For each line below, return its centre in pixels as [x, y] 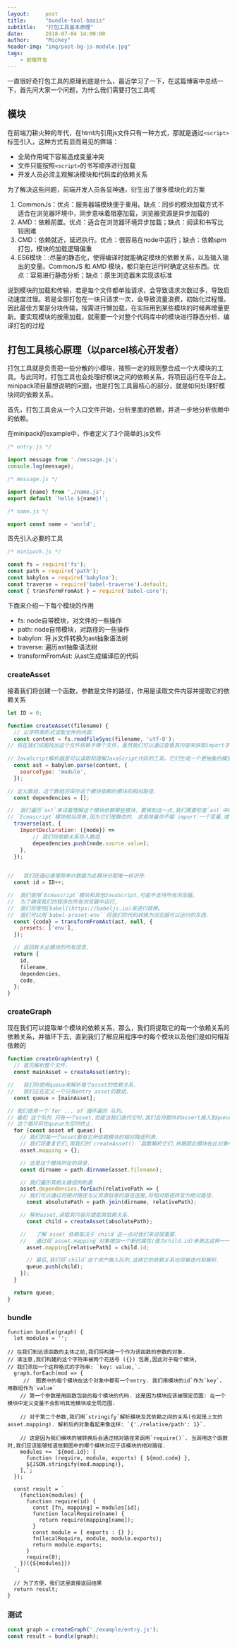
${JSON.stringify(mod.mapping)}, [75, 1464]
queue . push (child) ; [54, 1267]
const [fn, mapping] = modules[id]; [86, 1508]
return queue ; [34, 1293]
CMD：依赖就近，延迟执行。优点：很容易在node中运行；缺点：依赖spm [122, 239]
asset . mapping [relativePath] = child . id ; [88, 1247]
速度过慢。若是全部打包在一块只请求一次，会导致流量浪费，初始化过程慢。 [121, 299]
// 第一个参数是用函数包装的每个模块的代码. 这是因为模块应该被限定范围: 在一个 [123, 1396]
